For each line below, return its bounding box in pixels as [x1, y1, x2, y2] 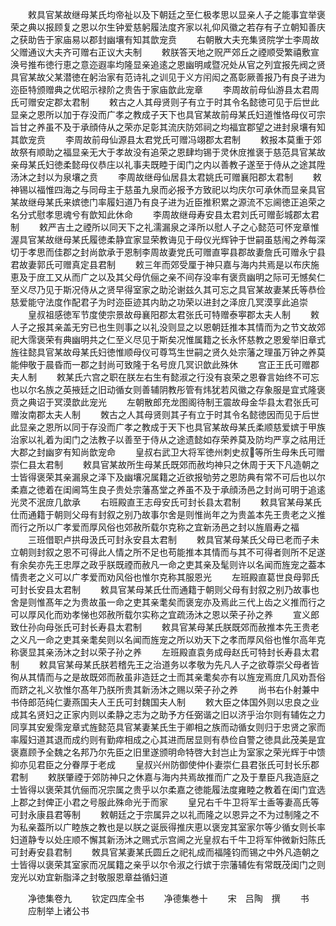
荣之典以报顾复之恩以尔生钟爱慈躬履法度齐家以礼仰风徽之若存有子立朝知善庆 [10, 21, 326, 33]
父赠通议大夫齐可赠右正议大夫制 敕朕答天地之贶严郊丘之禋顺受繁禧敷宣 [10, 46, 320, 58]
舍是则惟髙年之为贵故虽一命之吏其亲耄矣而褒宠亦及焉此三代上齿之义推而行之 [10, 596, 326, 608]
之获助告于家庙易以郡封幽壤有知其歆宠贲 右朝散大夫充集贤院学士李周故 [10, 34, 320, 45]
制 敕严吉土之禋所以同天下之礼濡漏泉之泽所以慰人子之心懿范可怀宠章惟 [10, 221, 320, 233]
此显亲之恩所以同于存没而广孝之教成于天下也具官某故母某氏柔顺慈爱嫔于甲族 [10, 421, 326, 433]
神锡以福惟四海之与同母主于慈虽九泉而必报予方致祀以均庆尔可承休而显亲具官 [10, 184, 326, 195]
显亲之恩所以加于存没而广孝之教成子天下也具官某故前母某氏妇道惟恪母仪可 [10, 109, 317, 120]
